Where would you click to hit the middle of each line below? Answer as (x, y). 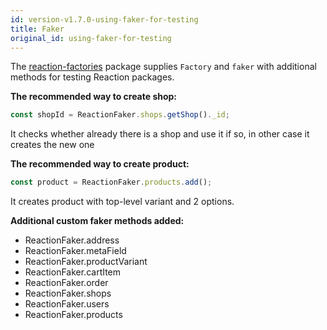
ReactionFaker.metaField (75, 251)
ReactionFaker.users (67, 304)
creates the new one (52, 145)
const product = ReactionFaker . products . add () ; (111, 182)
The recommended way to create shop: (94, 97)
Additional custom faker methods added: (97, 221)
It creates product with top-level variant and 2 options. (122, 202)
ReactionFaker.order (66, 283)
